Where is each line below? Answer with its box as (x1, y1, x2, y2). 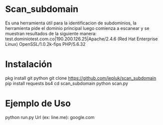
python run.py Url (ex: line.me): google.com (5, 114, 95, 120)
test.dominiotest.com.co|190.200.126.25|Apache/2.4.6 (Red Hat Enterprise (5, 36, 158, 42)
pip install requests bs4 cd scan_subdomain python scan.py (5, 80, 129, 86)
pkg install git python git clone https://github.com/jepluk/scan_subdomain (5, 75, 157, 81)
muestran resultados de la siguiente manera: (5, 30, 97, 36)
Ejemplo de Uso (5, 98, 71, 109)
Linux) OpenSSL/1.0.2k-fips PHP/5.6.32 (5, 41, 86, 47)
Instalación (5, 59, 52, 70)
